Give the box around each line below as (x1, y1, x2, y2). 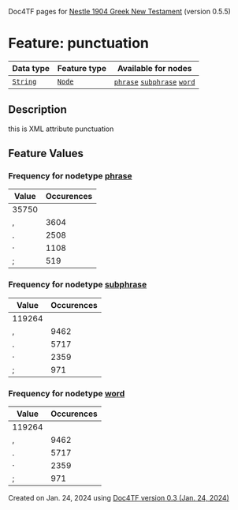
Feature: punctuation (8, 35, 150, 52)
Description (8, 103, 67, 117)
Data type (12, 62, 50, 73)
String (12, 77, 37, 86)
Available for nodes (117, 62, 192, 73)
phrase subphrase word (113, 77, 195, 86)
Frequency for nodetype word (8, 388, 125, 399)
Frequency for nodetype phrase (8, 171, 132, 182)
